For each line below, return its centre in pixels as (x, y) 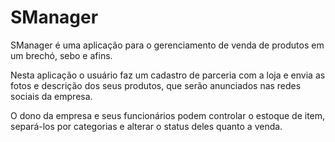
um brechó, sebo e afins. (61, 55)
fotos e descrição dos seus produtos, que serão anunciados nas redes (156, 85)
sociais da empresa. (51, 96)
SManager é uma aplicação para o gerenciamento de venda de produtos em (167, 45)
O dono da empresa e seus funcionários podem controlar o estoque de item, (168, 115)
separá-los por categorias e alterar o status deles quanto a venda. (146, 126)
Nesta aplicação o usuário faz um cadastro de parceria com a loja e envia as (168, 75)
